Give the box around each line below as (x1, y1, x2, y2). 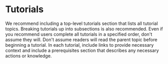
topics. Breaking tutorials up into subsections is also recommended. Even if (5, 25, 163, 31)
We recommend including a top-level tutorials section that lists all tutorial (5, 20, 158, 26)
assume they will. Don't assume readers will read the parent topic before (5, 37, 158, 43)
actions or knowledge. (5, 52, 52, 59)
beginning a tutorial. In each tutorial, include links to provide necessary (5, 42, 154, 48)
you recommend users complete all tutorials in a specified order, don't (5, 31, 153, 37)
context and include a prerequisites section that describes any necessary (5, 47, 159, 53)
